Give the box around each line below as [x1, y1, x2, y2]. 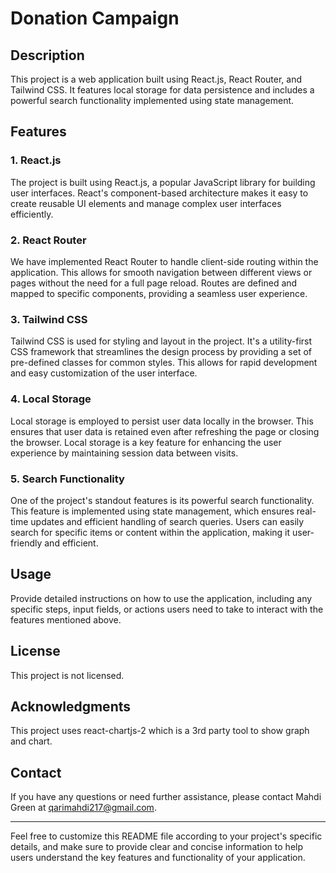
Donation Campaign [10, 7, 180, 30]
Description [10, 47, 85, 64]
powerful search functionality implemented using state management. [10, 95, 295, 106]
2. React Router [10, 233, 87, 247]
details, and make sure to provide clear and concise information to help [10, 841, 304, 853]
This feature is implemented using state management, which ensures [10, 505, 295, 517]
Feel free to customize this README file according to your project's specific [10, 830, 323, 842]
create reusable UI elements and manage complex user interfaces [10, 197, 282, 209]
